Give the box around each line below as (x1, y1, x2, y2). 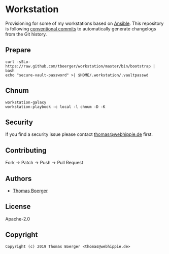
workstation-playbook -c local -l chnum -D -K (5, 104, 106, 110)
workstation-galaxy (5, 100, 47, 105)
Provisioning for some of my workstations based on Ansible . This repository (5, 20, 164, 26)
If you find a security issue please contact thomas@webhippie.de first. (5, 131, 153, 137)
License (5, 202, 31, 211)
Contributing (5, 146, 47, 155)
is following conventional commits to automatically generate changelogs (5, 25, 156, 31)
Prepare (5, 46, 31, 54)
